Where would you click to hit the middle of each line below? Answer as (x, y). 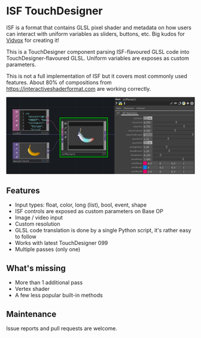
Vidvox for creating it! (33, 40)
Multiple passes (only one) (48, 250)
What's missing (36, 268)
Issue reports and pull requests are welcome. (62, 328)
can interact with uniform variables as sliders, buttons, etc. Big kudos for (96, 33)
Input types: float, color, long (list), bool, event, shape (81, 205)
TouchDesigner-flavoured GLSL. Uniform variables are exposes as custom (98, 58)
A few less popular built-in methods (59, 295)
